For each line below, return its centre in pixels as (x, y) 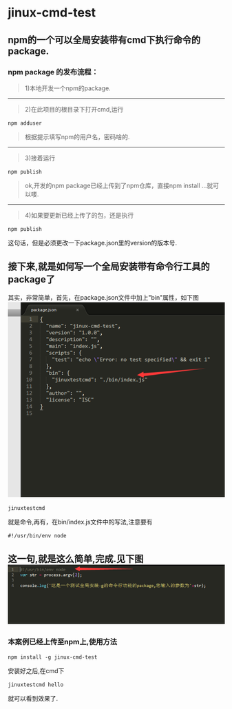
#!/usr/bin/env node (38, 536)
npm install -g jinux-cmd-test (53, 657)
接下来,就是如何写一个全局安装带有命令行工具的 (109, 267)
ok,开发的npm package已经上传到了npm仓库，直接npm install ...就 (119, 185)
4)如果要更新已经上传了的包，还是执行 (79, 215)
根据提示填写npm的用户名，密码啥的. (77, 136)
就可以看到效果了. (33, 699)
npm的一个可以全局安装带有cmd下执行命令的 (104, 40)
